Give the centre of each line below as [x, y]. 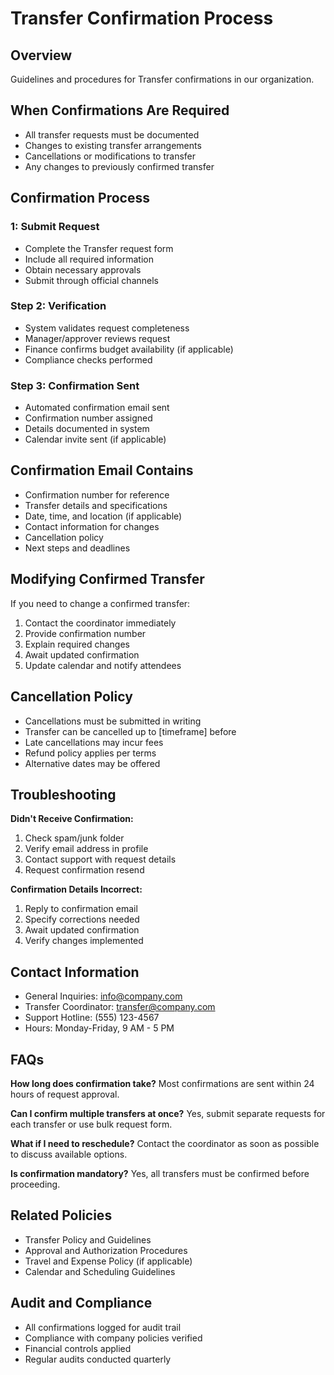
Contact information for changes [92, 526]
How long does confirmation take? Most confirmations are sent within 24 [162, 1083]
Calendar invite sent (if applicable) [95, 439]
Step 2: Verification [58, 306]
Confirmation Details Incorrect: [76, 889]
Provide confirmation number [85, 633]
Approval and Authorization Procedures [106, 1250]
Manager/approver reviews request [97, 338]
